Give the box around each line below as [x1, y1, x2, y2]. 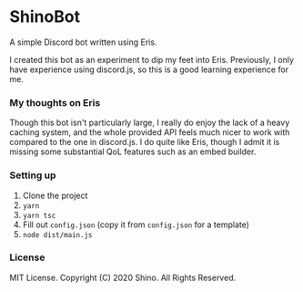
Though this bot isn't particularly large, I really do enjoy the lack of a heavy [9, 117, 290, 129]
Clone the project [22, 190, 88, 201]
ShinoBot [9, 6, 80, 27]
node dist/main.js [22, 230, 93, 239]
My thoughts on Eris [9, 96, 101, 109]
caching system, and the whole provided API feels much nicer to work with [9, 127, 290, 138]
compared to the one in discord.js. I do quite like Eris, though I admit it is [9, 137, 280, 148]
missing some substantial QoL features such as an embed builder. [9, 146, 257, 157]
